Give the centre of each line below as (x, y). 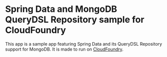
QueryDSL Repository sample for (75, 20)
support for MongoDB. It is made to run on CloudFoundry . (64, 49)
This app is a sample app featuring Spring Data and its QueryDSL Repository (84, 44)
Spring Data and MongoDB (61, 9)
